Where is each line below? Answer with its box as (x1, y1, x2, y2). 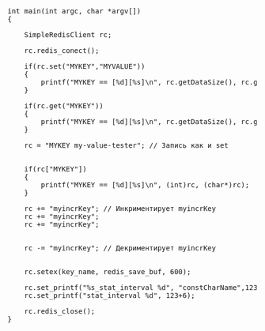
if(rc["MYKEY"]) (24, 165, 88, 173)
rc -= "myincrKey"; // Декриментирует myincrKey (24, 244, 217, 252)
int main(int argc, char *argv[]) (7, 7, 142, 15)
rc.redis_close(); (24, 307, 96, 315)
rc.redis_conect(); (24, 47, 100, 55)
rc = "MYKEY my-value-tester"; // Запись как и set (24, 141, 229, 149)
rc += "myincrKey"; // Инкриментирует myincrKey (24, 205, 217, 213)
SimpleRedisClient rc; (24, 31, 112, 39)
